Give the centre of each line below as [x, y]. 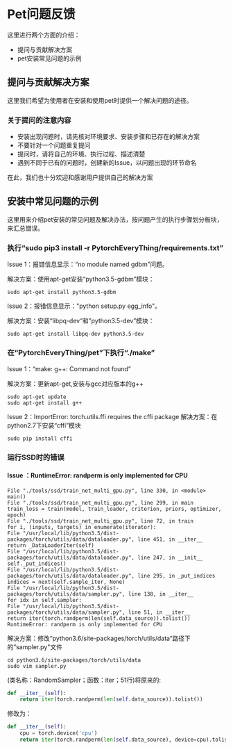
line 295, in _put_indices [176, 576]
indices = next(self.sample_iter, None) [67, 582]
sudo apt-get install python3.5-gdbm [62, 293]
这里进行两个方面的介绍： [44, 35]
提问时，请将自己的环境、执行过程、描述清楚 [81, 154]
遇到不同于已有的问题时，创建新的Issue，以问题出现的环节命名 [107, 163]
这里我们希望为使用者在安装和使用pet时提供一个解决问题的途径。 [100, 100]
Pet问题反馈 [41, 14]
